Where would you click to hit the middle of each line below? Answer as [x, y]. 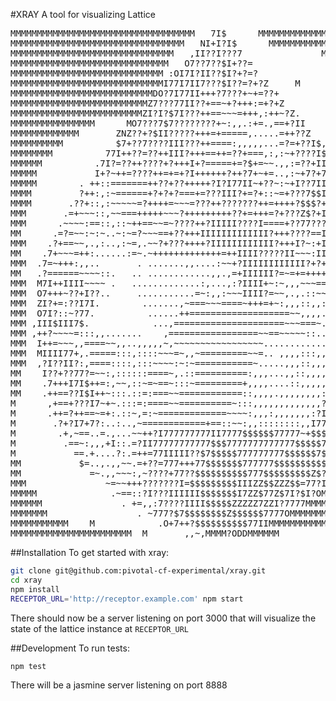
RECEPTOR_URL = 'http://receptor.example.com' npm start [127, 599]
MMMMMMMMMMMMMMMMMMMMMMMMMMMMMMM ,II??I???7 [126, 53]
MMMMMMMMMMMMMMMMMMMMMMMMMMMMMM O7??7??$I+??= [131, 63]
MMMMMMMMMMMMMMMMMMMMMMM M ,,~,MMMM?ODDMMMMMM [145, 533]
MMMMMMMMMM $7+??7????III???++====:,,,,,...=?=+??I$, [168, 143]
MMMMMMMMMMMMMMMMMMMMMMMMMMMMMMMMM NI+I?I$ [124, 43]
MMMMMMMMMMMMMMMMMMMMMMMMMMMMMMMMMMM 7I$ [118, 33]
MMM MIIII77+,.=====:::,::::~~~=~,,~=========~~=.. [142, 353]
